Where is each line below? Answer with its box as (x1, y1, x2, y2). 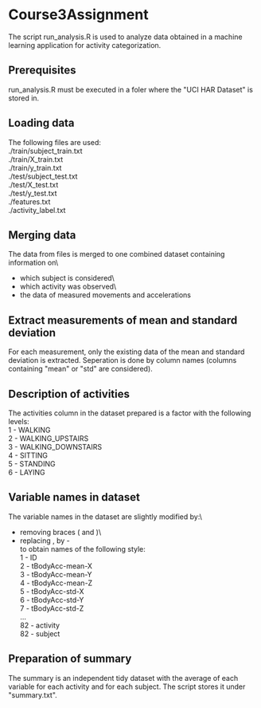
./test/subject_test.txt (8, 171, 78, 181)
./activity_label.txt (8, 205, 66, 214)
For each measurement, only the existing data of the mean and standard (8, 347, 245, 356)
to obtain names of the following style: (19, 544, 146, 553)
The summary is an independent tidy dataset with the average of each (8, 673, 239, 682)
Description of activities (8, 387, 130, 400)
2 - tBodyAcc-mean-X (19, 560, 93, 571)
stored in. (8, 93, 40, 103)
